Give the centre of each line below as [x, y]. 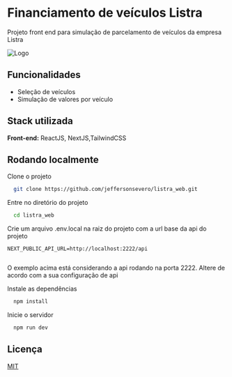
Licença [25, 349]
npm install [31, 302]
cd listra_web [34, 215]
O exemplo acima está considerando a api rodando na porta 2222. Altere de [116, 268]
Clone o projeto [30, 176]
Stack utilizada [40, 121]
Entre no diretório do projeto [48, 203]
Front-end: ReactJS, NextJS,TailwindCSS [67, 138]
